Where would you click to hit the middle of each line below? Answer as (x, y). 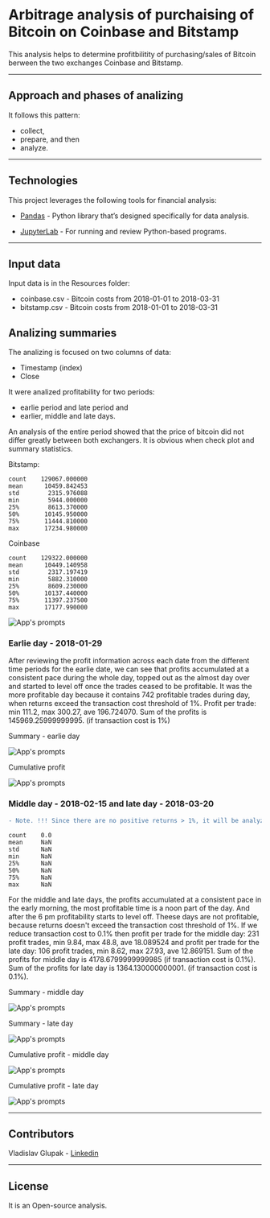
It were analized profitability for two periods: (82, 392)
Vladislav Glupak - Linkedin (53, 1154)
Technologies (43, 181)
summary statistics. (41, 449)
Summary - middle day (46, 992)
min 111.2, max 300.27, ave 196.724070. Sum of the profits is (108, 712)
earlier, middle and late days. (68, 416)
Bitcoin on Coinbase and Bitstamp (124, 32)
